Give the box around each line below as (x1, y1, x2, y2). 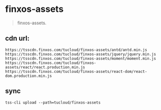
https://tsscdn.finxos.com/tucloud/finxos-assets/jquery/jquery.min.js (5, 52, 156, 56)
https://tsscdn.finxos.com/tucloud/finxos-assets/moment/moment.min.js (5, 56, 156, 61)
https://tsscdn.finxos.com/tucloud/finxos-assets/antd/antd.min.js (5, 47, 148, 53)
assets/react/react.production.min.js (5, 64, 85, 70)
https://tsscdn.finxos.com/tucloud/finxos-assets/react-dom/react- (5, 69, 148, 74)
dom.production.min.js (5, 73, 52, 78)
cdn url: (5, 34, 30, 43)
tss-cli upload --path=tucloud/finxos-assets (5, 100, 101, 105)
